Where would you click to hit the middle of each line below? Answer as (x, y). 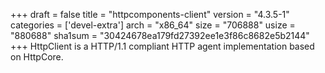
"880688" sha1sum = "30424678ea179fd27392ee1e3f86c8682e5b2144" (160, 35)
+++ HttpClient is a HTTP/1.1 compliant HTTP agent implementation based (162, 46)
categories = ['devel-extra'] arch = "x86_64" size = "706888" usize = (153, 25)
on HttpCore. (37, 57)
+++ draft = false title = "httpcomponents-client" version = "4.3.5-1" (150, 14)
